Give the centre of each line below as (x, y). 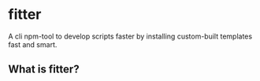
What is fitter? (44, 70)
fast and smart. (33, 44)
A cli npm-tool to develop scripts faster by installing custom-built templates (130, 36)
